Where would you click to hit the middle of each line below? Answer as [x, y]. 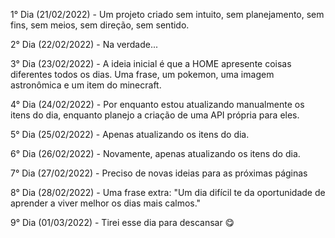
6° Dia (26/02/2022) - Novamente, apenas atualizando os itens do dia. [155, 153]
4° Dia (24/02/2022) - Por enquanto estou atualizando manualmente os [157, 104]
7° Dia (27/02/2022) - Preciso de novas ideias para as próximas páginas [159, 173]
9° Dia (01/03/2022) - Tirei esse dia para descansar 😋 [122, 222]
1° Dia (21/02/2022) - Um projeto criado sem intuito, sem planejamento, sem [167, 14]
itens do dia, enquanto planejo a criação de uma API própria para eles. [155, 115]
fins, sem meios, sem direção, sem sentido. [100, 25]
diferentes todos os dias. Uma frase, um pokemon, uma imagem [142, 74]
